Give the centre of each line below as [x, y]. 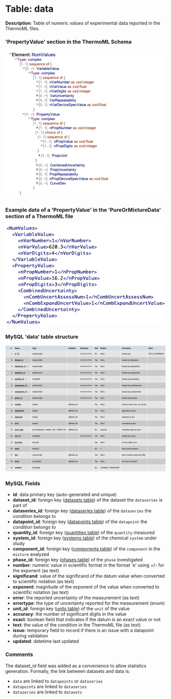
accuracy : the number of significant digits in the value [69, 614]
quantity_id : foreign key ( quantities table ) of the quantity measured [84, 533]
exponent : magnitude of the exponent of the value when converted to [86, 587]
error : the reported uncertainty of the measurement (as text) [76, 598]
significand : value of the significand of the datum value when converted [89, 576]
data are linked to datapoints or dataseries [58, 681]
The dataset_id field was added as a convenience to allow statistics [76, 666]
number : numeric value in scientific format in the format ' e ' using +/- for [88, 565]
